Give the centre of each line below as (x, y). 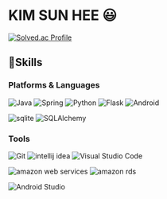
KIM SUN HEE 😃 (63, 16)
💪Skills (25, 62)
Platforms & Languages (54, 85)
